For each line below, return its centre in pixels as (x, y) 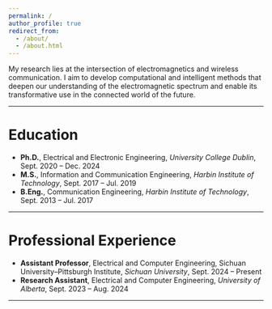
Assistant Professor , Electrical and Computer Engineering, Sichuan (133, 263)
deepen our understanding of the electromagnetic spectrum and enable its (133, 87)
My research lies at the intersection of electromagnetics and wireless (123, 69)
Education (43, 135)
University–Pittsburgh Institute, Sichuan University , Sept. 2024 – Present (141, 271)
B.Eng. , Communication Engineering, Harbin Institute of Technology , (134, 192)
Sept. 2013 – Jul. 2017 (57, 201)
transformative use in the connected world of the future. (102, 95)
